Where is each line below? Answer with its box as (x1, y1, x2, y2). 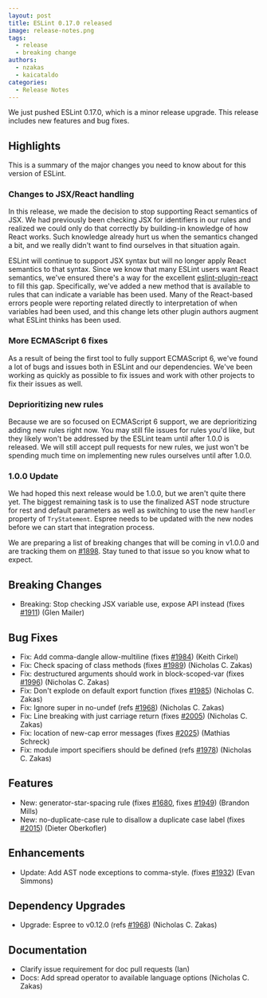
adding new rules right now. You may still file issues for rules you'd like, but (8, 426, 255, 435)
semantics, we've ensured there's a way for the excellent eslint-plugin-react (8, 273, 258, 283)
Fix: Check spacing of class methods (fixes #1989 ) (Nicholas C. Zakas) (19, 661, 253, 670)
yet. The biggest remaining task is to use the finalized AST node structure (8, 497, 249, 507)
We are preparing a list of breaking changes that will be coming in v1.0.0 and (8, 538, 260, 548)
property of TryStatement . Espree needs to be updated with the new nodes (8, 514, 253, 524)
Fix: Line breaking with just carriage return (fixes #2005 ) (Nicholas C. (19, 711, 248, 721)
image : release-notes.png (8, 26, 94, 34)
